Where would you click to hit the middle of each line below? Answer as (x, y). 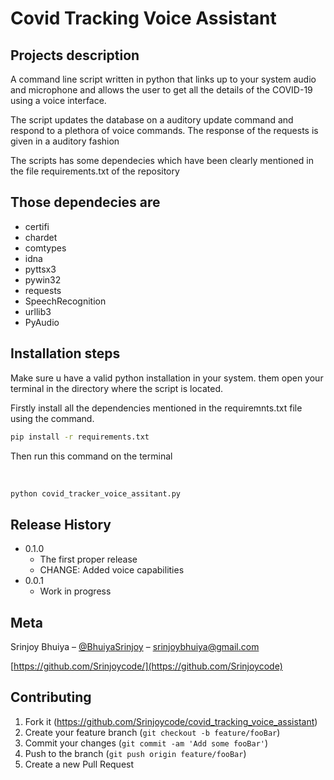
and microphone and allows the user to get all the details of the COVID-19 (161, 90)
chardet (41, 237)
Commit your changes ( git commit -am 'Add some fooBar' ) (146, 743)
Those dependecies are (85, 202)
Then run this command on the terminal (91, 456)
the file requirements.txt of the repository (95, 171)
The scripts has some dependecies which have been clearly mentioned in (162, 160)
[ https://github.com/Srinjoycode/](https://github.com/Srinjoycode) (146, 666)
